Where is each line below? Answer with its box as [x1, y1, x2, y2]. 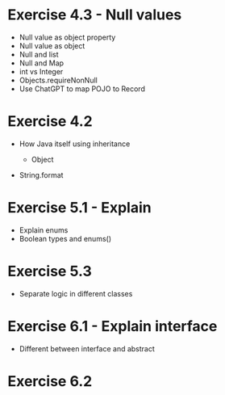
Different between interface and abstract [19, 343, 155, 353]
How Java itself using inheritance [19, 139, 131, 149]
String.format [19, 170, 64, 179]
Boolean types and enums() [19, 233, 112, 243]
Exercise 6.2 [7, 372, 93, 390]
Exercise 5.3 [7, 263, 92, 280]
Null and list [19, 49, 59, 59]
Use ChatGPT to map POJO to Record [19, 83, 146, 94]
